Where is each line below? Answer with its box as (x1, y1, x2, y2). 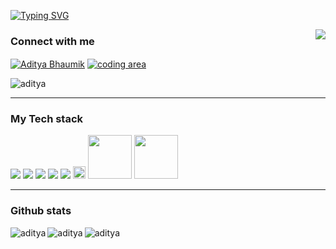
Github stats (10, 204, 72, 218)
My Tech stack (10, 111, 84, 125)
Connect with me (10, 34, 95, 48)
